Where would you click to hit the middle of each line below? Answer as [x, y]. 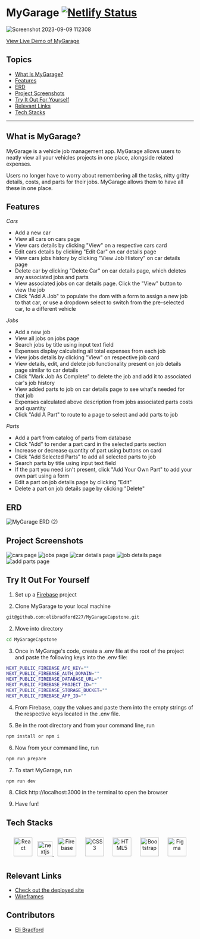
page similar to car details [46, 370]
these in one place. [29, 188]
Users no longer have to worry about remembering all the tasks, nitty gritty [98, 175]
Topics [19, 60]
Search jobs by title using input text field [64, 345]
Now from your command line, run [57, 748]
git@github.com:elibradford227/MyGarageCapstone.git [73, 617]
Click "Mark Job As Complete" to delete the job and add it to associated [103, 377]
